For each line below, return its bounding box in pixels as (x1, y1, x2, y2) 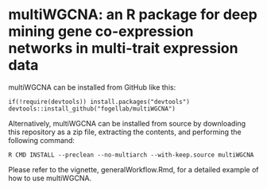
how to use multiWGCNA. (8, 173, 92, 183)
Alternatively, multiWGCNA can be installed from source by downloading (8, 118, 246, 128)
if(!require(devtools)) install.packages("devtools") (8, 98, 191, 106)
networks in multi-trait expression (8, 40, 238, 57)
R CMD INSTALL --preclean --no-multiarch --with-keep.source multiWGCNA (8, 151, 254, 159)
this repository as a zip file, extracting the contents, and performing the (8, 127, 242, 137)
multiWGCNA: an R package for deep (8, 6, 258, 24)
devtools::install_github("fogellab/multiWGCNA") (8, 105, 176, 113)
